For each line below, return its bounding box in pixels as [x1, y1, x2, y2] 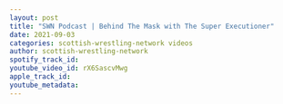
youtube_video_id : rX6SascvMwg [9, 64, 128, 73]
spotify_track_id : [9, 55, 79, 64]
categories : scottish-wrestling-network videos [9, 38, 194, 48]
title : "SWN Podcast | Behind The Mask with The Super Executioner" [9, 22, 275, 31]
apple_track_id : [9, 72, 71, 81]
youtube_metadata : [9, 80, 79, 90]
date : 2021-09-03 [9, 30, 76, 39]
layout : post [9, 13, 59, 23]
